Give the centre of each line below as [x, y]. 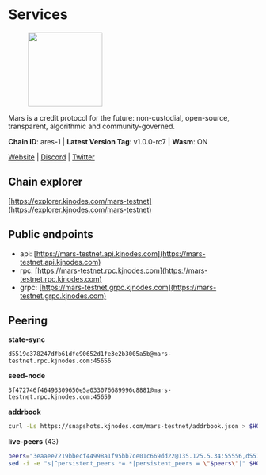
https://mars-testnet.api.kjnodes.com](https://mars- [121, 253]
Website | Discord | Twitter [51, 157]
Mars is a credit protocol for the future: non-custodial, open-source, [119, 117]
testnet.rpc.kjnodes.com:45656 [60, 361]
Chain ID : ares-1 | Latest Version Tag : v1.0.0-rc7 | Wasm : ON [108, 141]
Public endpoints [51, 234]
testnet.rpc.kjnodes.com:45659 [60, 397]
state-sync [27, 339]
